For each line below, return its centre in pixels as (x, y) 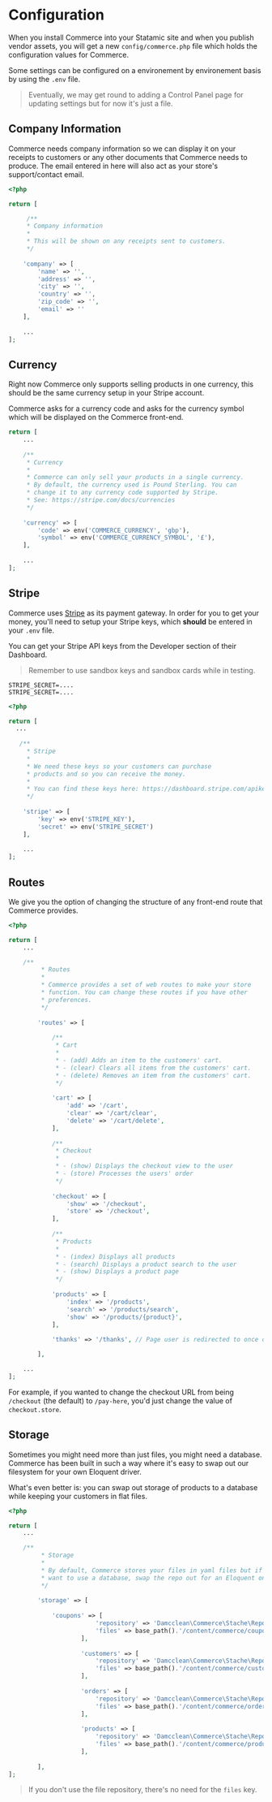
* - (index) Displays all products (115, 1256)
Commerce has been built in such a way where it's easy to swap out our (129, 1463)
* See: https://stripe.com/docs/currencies (101, 500)
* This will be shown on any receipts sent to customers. (126, 241)
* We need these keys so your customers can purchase (119, 766)
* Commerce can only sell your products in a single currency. (135, 478)
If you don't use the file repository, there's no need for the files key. (142, 1790)
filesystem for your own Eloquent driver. (75, 1471)
